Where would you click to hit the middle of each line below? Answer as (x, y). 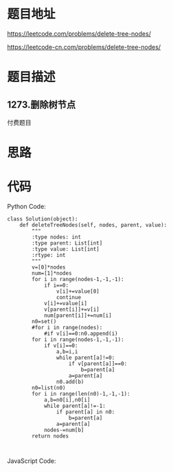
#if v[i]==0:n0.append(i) (81, 334)
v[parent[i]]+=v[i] (71, 310)
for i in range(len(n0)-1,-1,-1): (81, 394)
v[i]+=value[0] (78, 291)
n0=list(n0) (49, 388)
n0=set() (44, 322)
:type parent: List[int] (67, 243)
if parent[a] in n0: (85, 412)
